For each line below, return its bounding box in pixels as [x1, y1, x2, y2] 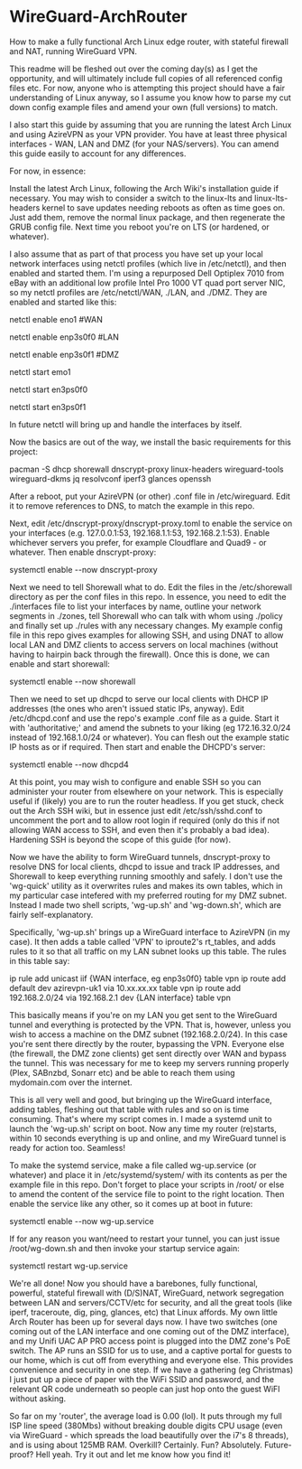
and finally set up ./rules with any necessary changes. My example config [9, 620, 283, 631]
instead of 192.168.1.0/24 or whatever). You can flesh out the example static [9, 732, 290, 743]
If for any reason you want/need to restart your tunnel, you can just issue [9, 1233, 280, 1244]
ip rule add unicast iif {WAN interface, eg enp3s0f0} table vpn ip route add [9, 973, 287, 984]
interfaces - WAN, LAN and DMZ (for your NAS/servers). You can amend [9, 138, 279, 149]
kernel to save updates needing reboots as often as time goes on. [41, 201, 286, 213]
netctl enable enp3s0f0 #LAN [9, 332, 119, 342]
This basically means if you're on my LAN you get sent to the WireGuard [9, 1009, 278, 1020]
